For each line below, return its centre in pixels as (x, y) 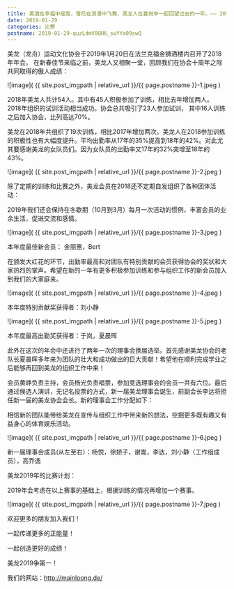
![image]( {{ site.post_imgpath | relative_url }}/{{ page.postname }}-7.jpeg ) (114, 504)
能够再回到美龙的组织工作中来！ (59, 368)
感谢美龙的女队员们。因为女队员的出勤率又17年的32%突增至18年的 (115, 149)
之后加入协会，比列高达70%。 (50, 117)
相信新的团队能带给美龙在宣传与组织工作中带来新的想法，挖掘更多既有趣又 (114, 415)
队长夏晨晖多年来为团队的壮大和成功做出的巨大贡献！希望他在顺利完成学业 (114, 359)
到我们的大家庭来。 (35, 279)
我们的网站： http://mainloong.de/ (55, 578)
